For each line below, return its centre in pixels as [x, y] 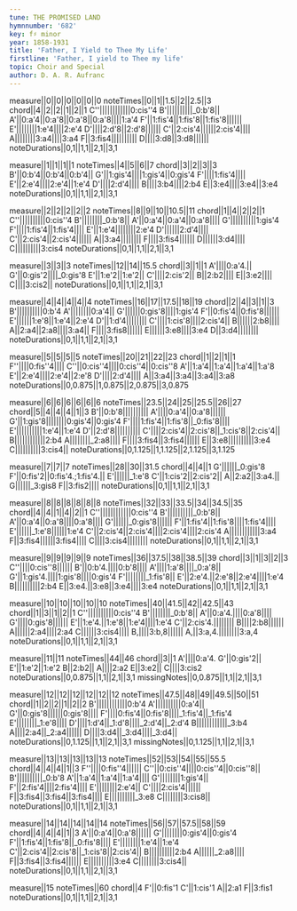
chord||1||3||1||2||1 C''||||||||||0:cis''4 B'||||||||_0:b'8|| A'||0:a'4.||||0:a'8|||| [141, 612]
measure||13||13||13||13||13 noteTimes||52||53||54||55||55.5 [117, 759]
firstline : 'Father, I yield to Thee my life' [97, 59]
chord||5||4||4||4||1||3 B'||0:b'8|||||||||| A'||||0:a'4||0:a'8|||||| [117, 412]
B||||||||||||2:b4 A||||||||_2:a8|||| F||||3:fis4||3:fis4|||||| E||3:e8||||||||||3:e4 [140, 440]
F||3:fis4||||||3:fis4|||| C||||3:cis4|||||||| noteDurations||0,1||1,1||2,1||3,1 [134, 540]
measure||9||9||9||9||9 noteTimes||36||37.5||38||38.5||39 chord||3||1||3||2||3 [149, 557]
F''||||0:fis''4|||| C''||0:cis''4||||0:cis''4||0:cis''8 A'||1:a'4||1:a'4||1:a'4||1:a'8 [142, 366]
